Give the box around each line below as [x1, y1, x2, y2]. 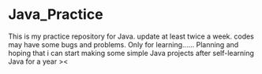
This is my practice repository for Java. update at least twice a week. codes [8, 31, 255, 41]
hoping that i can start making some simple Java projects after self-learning [8, 48, 255, 57]
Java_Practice [8, 6, 104, 24]
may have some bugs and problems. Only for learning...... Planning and [8, 39, 239, 49]
